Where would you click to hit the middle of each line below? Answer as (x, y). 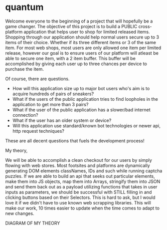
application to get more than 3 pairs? (50, 104)
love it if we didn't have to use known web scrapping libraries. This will (78, 202)
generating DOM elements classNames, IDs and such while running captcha (84, 171)
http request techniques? (38, 131)
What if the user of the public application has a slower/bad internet (81, 110)
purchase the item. (25, 69)
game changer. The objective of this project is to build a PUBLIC (71, 26)
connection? (25, 115)
